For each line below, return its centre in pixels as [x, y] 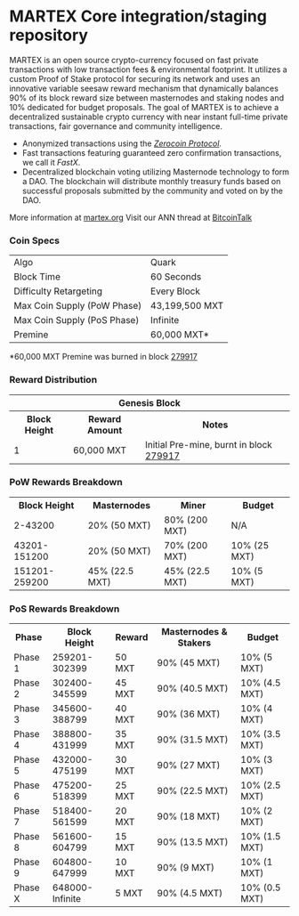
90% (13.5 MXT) [193, 842]
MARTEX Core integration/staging [138, 16]
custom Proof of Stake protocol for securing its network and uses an [135, 78]
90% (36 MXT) [189, 714]
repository [49, 35]
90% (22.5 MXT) [193, 791]
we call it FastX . [51, 162]
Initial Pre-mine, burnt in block [209, 444]
